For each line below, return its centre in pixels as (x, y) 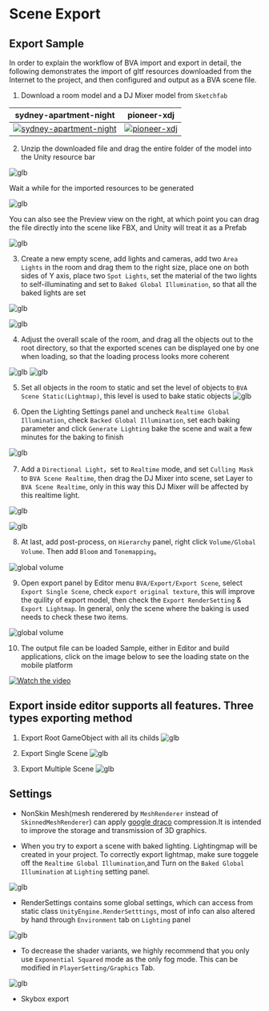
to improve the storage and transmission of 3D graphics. (114, 830)
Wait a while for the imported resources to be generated (102, 188)
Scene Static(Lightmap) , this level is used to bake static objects (126, 396)
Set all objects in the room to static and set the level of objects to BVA (134, 387)
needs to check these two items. (74, 617)
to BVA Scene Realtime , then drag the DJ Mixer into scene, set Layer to (137, 478)
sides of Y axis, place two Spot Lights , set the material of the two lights (139, 276)
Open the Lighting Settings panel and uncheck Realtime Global (125, 411)
